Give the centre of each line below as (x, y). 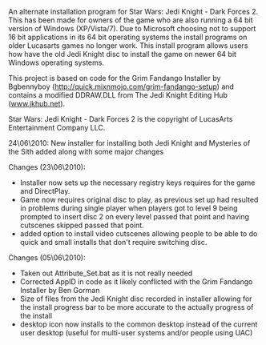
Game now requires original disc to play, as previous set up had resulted (139, 200)
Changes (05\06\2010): (47, 258)
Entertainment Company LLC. (57, 128)
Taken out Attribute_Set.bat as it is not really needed (106, 273)
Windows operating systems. (56, 62)
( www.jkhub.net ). (37, 104)
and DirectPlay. (45, 191)
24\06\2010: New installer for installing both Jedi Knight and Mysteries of (129, 143)
